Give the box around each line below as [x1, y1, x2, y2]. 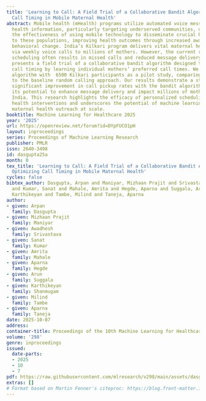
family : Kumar [12, 243, 48, 249]
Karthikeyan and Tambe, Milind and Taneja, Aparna [12, 191, 144, 197]
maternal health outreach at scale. [12, 105, 105, 112]
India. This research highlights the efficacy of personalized [12, 94, 177, 101]
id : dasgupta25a [6, 151, 48, 158]
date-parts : [12, 351, 43, 357]
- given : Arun [6, 271, 43, 278]
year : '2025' [6, 117, 40, 123]
